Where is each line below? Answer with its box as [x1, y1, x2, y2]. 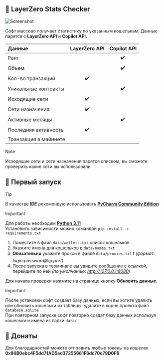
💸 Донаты [5, 332, 37, 341]
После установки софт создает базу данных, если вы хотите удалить [5, 297, 153, 303]
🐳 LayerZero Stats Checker [5, 5, 90, 13]
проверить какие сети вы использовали [5, 163, 91, 170]
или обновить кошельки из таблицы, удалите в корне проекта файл [5, 302, 149, 308]
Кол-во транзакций [7, 75, 56, 82]
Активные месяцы [7, 116, 52, 123]
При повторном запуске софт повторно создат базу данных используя [5, 312, 156, 318]
